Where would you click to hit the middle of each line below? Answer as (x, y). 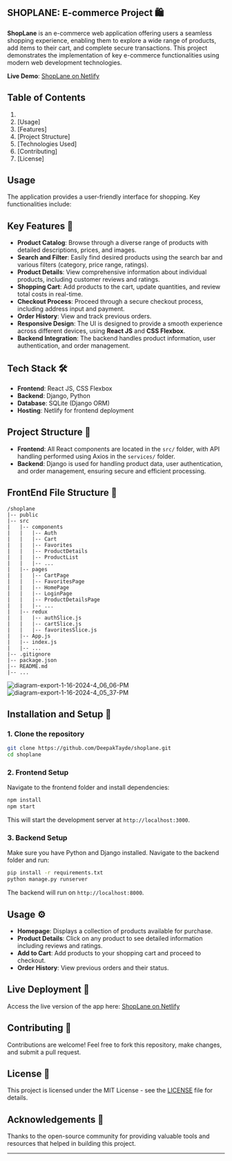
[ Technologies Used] (47, 144)
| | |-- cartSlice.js (44, 624)
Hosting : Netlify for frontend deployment (75, 411)
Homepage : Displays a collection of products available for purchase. (115, 931)
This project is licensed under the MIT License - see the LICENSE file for (110, 1090)
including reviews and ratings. (60, 946)
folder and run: (28, 860)
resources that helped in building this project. (71, 1144)
